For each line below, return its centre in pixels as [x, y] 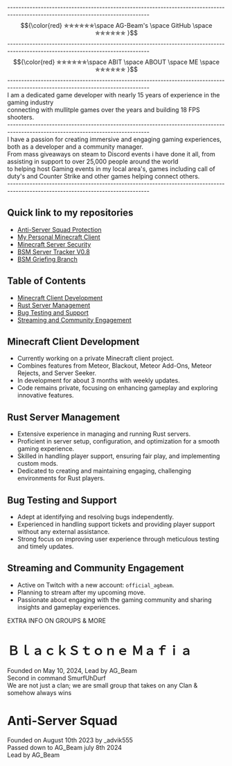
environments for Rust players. [61, 478]
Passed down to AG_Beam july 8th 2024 [65, 747]
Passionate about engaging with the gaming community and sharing [114, 600]
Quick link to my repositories [70, 213]
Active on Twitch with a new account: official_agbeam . [96, 585]
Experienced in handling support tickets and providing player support [116, 524]
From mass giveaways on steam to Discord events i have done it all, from [111, 154]
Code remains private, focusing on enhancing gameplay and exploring [117, 388]
